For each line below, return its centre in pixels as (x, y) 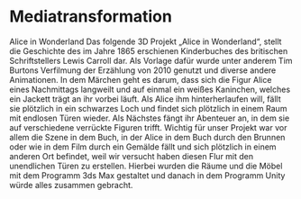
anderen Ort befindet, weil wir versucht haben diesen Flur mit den (132, 156)
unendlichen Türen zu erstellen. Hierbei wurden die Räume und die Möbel (146, 166)
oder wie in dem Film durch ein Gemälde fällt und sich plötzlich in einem (143, 147)
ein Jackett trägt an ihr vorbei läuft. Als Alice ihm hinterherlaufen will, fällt (145, 99)
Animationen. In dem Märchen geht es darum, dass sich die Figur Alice (141, 79)
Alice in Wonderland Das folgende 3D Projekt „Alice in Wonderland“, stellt (146, 41)
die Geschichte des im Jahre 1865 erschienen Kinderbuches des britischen (149, 50)
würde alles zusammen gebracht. (71, 185)
